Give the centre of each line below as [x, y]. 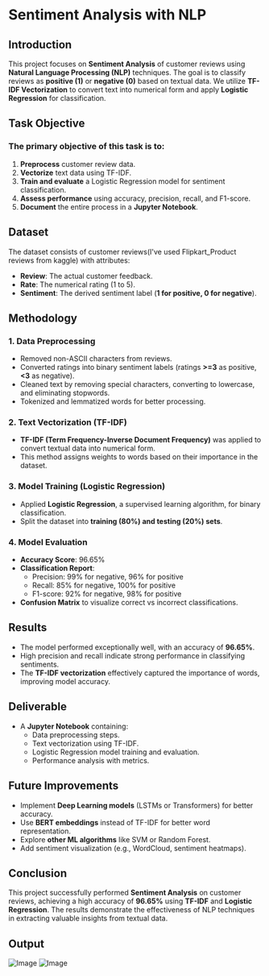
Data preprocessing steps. [76, 734]
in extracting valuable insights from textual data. [88, 918]
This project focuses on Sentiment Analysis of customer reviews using [127, 64]
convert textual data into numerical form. [87, 448]
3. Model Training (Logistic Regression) [87, 487]
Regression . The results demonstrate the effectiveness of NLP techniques [132, 910]
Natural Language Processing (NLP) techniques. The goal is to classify [127, 73]
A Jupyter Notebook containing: [74, 726]
